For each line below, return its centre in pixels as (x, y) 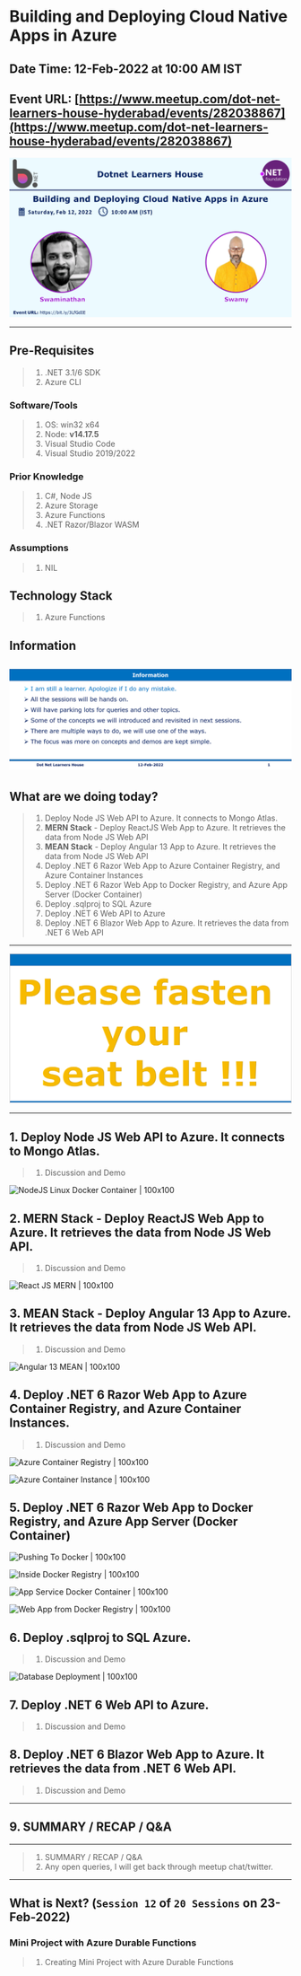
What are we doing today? (84, 796)
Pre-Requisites (52, 351)
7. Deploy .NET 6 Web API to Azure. (109, 1704)
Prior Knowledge (47, 476)
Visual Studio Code (80, 444)
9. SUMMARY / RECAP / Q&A (90, 1827)
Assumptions (39, 548)
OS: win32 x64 (72, 425)
